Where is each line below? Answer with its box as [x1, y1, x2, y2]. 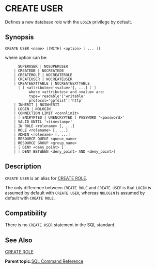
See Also [5, 236, 32, 244]
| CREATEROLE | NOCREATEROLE [14, 72, 73, 77]
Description [5, 162, 41, 171]
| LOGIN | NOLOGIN [14, 107, 51, 111]
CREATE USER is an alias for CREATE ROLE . [5, 175, 88, 181]
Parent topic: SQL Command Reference [5, 258, 83, 264]
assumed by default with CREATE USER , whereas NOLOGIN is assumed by [5, 190, 145, 196]
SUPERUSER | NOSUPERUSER [17, 64, 68, 69]
